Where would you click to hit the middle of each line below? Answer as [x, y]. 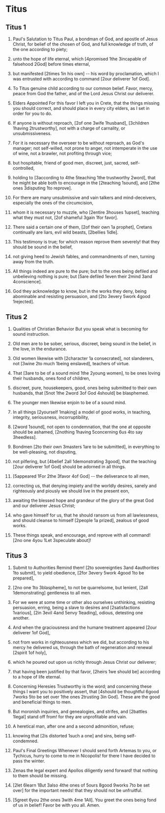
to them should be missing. [40, 775]
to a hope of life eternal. [37, 677]
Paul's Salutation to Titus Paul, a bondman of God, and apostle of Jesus [85, 39]
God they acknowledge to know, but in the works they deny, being [80, 291]
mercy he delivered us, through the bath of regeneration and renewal [82, 647]
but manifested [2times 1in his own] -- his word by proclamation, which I [86, 74]
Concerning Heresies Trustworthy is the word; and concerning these [82, 686]
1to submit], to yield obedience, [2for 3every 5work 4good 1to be [78, 572]
